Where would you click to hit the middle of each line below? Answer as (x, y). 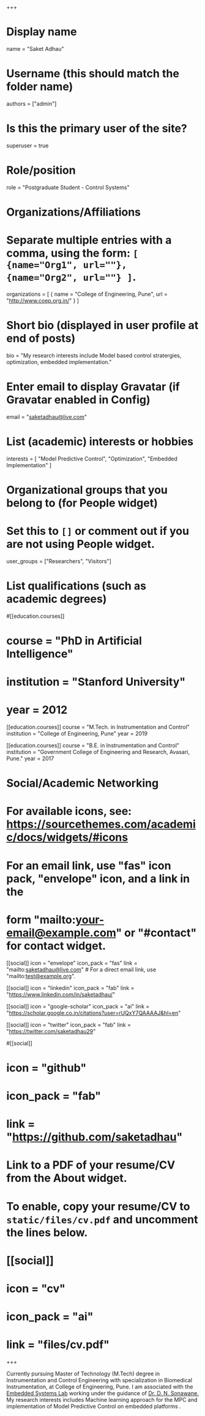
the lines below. (47, 1232)
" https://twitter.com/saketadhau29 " (51, 1031)
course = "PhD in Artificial (74, 641)
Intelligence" (40, 654)
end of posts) (41, 339)
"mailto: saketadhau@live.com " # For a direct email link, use (81, 969)
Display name (42, 32)
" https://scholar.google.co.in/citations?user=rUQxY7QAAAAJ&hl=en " (94, 1013)
